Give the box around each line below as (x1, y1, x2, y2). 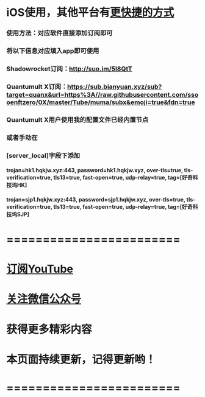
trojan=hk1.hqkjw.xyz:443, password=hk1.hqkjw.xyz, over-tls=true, (6, 167, 183, 174)
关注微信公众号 (6, 292, 82, 306)
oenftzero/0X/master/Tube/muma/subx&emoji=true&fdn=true (6, 98, 195, 107)
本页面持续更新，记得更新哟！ (6, 353, 157, 366)
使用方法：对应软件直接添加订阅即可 (6, 29, 113, 37)
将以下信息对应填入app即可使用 (6, 47, 99, 55)
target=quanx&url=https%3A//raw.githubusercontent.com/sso (6, 90, 199, 99)
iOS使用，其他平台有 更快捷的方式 (6, 5, 174, 19)
